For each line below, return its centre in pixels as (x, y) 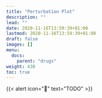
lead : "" (17, 22)
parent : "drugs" (37, 61)
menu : (13, 50)
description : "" (26, 17)
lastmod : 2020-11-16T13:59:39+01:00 (51, 34)
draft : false (22, 39)
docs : (18, 55)
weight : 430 (21, 66)
